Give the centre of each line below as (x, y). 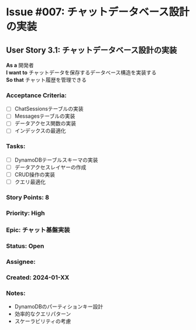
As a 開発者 (20, 65)
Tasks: (16, 146)
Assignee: (21, 262)
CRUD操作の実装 (35, 174)
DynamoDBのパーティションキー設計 (59, 306)
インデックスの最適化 (40, 131)
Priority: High (25, 213)
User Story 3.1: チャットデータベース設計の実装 (92, 50)
